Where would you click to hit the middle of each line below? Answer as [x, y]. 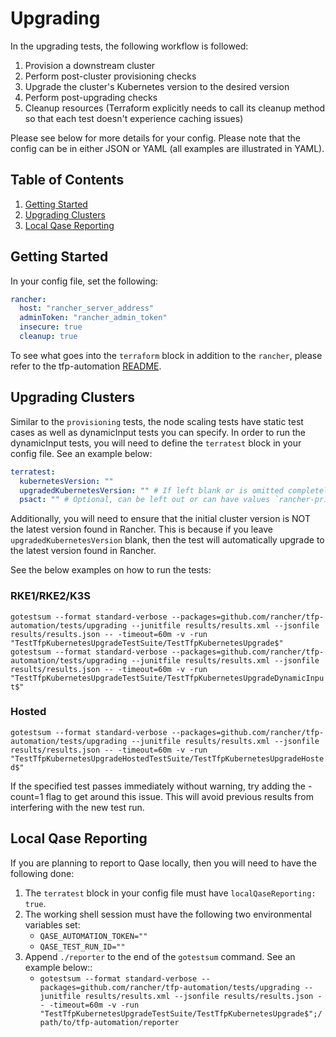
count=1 [27, 796]
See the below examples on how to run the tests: [111, 570]
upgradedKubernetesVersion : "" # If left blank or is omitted [151, 490]
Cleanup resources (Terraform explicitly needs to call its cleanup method [175, 108]
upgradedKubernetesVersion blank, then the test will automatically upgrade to [167, 540]
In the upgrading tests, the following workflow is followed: [129, 46]
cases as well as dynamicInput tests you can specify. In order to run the [158, 432]
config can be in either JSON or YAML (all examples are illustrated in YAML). [167, 148]
